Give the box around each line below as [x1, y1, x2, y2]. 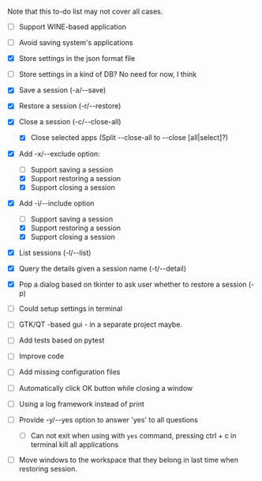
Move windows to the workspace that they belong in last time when [18, 455, 238, 464]
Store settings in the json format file [18, 54, 136, 63]
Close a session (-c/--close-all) [18, 117, 122, 127]
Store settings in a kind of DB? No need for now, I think [18, 70, 197, 79]
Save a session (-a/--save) [18, 85, 107, 95]
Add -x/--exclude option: [18, 149, 100, 158]
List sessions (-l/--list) [18, 248, 92, 257]
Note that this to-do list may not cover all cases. [7, 7, 163, 16]
